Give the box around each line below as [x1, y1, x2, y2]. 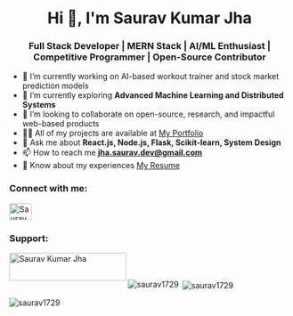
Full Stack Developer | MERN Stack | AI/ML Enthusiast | [28, 40, 272, 53]
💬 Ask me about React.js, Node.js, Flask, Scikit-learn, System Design [21, 137, 281, 148]
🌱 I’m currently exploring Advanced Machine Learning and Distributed [21, 90, 284, 101]
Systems [21, 100, 56, 110]
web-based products [21, 118, 100, 129]
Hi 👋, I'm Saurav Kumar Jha [47, 8, 252, 28]
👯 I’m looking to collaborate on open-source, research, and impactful [21, 109, 275, 119]
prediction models [21, 80, 89, 92]
